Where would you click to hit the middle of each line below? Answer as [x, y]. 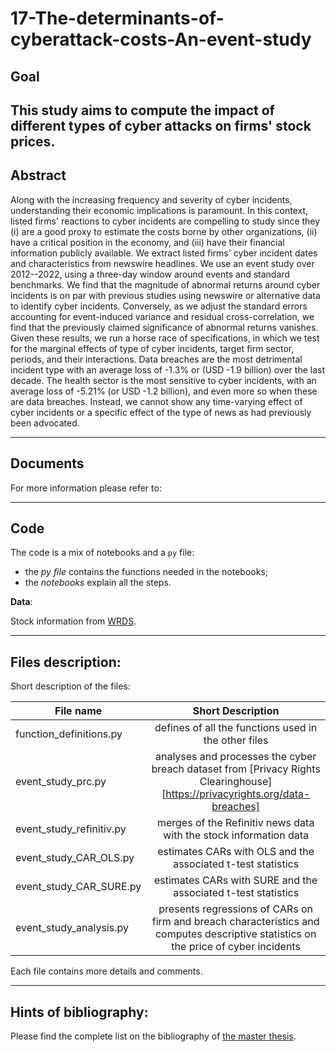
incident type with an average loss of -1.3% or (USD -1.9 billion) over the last [168, 369]
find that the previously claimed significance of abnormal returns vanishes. [164, 327]
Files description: [66, 662]
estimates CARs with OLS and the [236, 852]
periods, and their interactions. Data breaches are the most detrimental [156, 359]
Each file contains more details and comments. [106, 971]
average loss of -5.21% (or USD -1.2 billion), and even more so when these [164, 391]
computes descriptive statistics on [235, 934]
